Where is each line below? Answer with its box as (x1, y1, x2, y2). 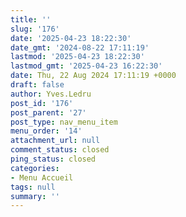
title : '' (10, 14, 52, 25)
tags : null (10, 182, 56, 192)
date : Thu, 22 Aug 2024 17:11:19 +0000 (10, 71, 177, 81)
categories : (10, 163, 60, 173)
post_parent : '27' (10, 107, 87, 118)
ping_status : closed (10, 154, 97, 164)
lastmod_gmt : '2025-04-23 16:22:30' (10, 61, 163, 71)
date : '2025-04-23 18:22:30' (10, 33, 132, 43)
